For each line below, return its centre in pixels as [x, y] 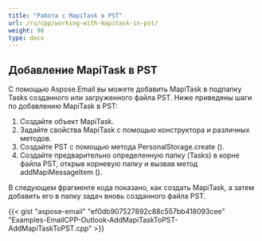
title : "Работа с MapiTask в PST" [66, 16]
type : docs [26, 38]
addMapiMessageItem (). [61, 173]
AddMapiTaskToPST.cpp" [50, 228]
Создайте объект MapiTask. [66, 122]
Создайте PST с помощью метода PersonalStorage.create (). [122, 147]
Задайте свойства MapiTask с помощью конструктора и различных [135, 130]
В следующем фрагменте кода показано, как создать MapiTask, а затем [131, 188]
